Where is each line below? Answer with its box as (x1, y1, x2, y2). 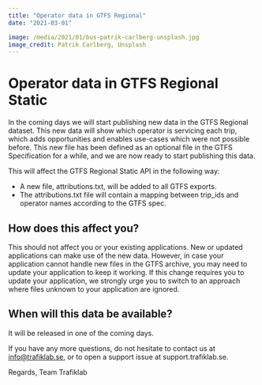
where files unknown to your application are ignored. (8, 285, 180, 293)
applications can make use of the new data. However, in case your (8, 251, 224, 260)
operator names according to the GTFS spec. (19, 198, 167, 208)
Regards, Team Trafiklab (8, 367, 88, 376)
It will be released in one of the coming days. (8, 328, 154, 338)
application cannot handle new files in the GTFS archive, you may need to (8, 259, 248, 269)
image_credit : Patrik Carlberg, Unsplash (8, 40, 147, 48)
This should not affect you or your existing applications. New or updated (8, 243, 243, 251)
